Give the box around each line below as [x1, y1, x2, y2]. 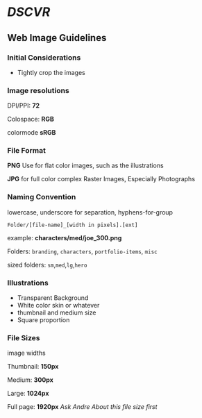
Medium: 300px [7, 376, 53, 384]
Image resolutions [7, 85, 69, 95]
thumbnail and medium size [17, 308, 96, 317]
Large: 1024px [7, 390, 49, 398]
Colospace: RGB [7, 115, 54, 124]
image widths [7, 349, 47, 358]
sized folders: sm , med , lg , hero [7, 260, 87, 269]
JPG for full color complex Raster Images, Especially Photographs [7, 175, 196, 183]
